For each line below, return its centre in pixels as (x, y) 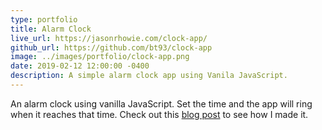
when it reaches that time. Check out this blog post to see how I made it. (159, 114)
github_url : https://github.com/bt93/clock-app (111, 47)
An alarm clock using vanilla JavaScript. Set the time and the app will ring (161, 103)
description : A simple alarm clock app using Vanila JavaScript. (149, 76)
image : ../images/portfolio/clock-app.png (100, 57)
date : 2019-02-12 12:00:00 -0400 (80, 66)
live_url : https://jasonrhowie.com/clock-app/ (109, 38)
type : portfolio (44, 19)
